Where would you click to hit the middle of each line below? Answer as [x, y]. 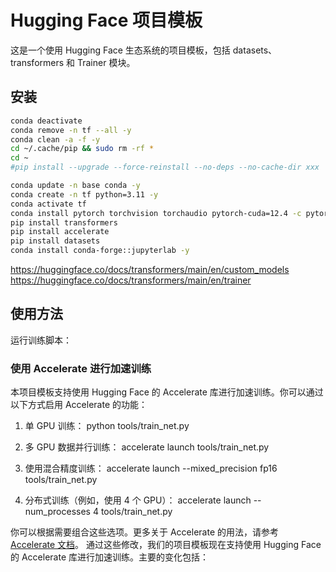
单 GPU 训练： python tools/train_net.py [107, 426]
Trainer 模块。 [106, 62]
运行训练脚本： [41, 340]
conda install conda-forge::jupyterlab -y [100, 251]
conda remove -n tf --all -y [71, 130]
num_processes [57, 512]
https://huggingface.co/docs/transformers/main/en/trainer [131, 280]
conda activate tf [48, 204]
